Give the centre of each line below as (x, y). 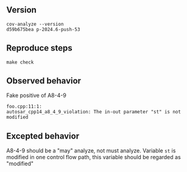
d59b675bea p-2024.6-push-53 (43, 29)
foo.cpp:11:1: (24, 107)
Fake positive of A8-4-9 (37, 95)
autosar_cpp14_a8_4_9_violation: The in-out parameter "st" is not (94, 112)
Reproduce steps (40, 48)
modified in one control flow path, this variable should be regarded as (94, 157)
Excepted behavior (43, 136)
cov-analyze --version (35, 24)
